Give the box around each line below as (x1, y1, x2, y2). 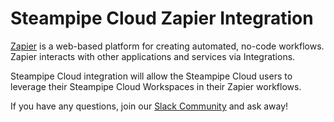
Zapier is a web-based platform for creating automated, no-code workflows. (10, 40, 325, 52)
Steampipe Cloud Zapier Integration (10, 7, 314, 30)
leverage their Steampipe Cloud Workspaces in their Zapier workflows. (10, 80, 302, 92)
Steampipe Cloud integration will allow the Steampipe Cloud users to (10, 70, 293, 82)
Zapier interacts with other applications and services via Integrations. (10, 50, 296, 62)
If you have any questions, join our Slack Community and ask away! (10, 100, 289, 112)
